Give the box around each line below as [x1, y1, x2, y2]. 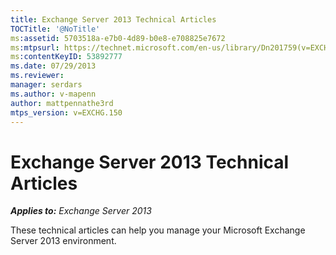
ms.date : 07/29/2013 [10, 61, 97, 71]
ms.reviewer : [10, 71, 65, 81]
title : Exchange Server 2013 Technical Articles [10, 14, 217, 25]
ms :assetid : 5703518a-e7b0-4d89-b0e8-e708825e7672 [10, 33, 226, 43]
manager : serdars [10, 80, 83, 90]
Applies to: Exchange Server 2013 [10, 205, 152, 217]
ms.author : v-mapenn [10, 89, 97, 99]
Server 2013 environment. [10, 235, 117, 247]
